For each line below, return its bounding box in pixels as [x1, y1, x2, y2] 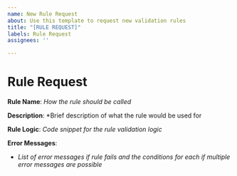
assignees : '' [7, 37, 50, 44]
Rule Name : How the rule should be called [7, 98, 132, 106]
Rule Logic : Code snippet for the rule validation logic [7, 125, 162, 134]
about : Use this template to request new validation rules [7, 17, 186, 24]
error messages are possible [17, 160, 102, 169]
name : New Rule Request [7, 10, 78, 18]
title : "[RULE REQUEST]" [7, 24, 81, 31]
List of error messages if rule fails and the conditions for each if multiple [17, 152, 231, 161]
